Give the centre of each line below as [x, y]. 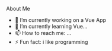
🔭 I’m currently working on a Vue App [60, 20]
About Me [18, 9]
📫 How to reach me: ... [43, 33]
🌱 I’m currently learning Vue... [51, 26]
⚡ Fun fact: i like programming [51, 42]
